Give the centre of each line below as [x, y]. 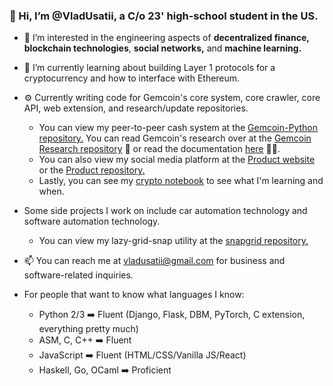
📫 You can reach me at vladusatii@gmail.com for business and [154, 261]
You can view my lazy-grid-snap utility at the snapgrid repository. [173, 241]
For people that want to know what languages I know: [134, 295]
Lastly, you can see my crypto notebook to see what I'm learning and [181, 181]
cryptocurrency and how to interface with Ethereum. [132, 78]
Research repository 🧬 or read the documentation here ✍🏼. [159, 149]
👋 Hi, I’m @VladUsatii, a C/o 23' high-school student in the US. [164, 16]
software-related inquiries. [78, 275]
